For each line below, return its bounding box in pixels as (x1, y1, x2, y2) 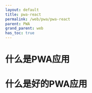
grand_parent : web (5, 26, 43, 31)
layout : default (5, 7, 39, 12)
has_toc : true (5, 30, 35, 35)
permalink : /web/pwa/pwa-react (5, 16, 70, 21)
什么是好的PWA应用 (5, 78, 87, 90)
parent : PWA (5, 21, 30, 26)
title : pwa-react (5, 12, 41, 17)
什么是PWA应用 (5, 53, 70, 65)
